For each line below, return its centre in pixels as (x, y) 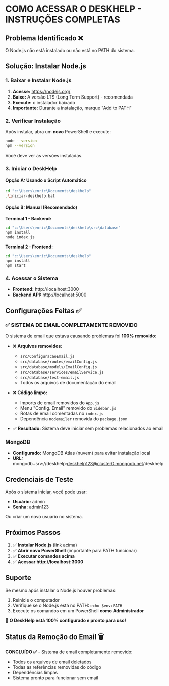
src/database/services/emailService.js (62, 373)
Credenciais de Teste (39, 480)
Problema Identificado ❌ (44, 38)
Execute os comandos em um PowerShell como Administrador (78, 610)
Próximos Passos (33, 533)
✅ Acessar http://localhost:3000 (48, 562)
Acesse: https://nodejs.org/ (41, 91)
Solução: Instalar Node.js (46, 66)
